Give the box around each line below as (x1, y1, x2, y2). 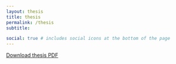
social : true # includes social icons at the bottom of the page (6, 36, 170, 42)
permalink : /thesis (6, 19, 54, 25)
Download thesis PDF (6, 52, 58, 59)
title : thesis (6, 14, 41, 20)
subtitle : (6, 25, 31, 31)
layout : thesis (6, 8, 44, 15)
